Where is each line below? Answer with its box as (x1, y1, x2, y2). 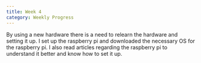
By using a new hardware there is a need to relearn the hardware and (6, 31, 178, 38)
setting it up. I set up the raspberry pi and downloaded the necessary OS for (6, 37, 196, 44)
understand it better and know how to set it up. (6, 50, 122, 57)
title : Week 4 (6, 8, 42, 15)
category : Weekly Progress (6, 14, 74, 20)
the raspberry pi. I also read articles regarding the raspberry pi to (6, 43, 167, 51)
